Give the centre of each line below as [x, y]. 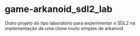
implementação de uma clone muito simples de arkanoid [64, 28]
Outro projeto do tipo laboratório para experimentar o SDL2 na [70, 23]
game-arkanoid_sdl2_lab [59, 9]
